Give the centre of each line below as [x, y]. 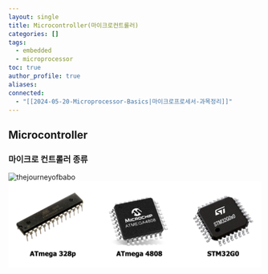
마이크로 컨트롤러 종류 [48, 159]
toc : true [25, 68]
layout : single [34, 17]
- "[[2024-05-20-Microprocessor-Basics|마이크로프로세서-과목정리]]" [124, 101]
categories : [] [34, 34]
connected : [26, 93]
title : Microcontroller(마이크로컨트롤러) [73, 25]
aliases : [23, 84]
